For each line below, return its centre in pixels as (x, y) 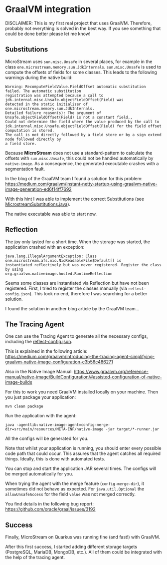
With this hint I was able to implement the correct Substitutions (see (75, 199)
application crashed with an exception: (45, 247)
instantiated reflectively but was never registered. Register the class (83, 265)
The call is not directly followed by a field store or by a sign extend (83, 135)
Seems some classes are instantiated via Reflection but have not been (77, 283)
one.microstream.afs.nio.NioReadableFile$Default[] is (63, 260)
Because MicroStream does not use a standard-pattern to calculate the (79, 153)
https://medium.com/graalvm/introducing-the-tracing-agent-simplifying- (80, 357)
